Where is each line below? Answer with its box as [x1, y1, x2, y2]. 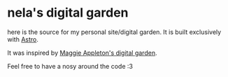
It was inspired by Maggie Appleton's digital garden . [7, 49, 157, 57]
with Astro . [7, 35, 38, 43]
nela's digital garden [7, 5, 129, 21]
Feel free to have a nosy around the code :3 [7, 62, 133, 70]
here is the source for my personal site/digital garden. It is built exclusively [7, 28, 222, 36]
